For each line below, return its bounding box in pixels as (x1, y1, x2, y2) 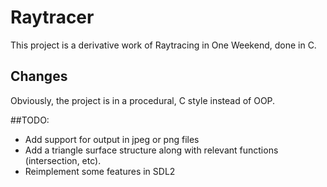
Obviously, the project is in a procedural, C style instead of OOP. (10, 94, 276, 106)
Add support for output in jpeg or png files (24, 133, 200, 145)
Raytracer (10, 6, 95, 29)
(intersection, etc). (24, 154, 102, 166)
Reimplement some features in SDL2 (24, 165, 176, 177)
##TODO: (10, 114, 50, 126)
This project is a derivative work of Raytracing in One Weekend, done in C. (10, 39, 317, 51)
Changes (10, 68, 68, 85)
